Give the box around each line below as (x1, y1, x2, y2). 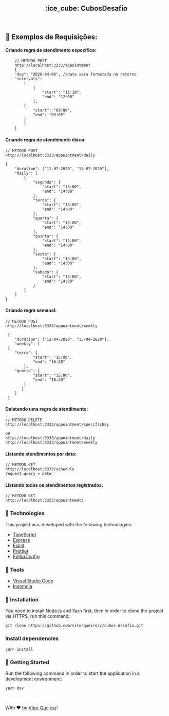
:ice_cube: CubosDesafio (45, 4, 127, 13)
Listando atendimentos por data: (5, 451, 77, 457)
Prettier (12, 547, 29, 554)
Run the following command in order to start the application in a (5, 670, 140, 676)
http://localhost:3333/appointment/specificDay (5, 422, 109, 427)
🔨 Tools (5, 566, 24, 573)
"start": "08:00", (32, 108, 72, 113)
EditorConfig (12, 553, 40, 559)
